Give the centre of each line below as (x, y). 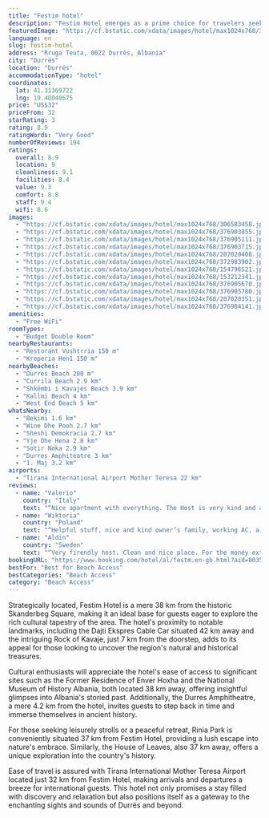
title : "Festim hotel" (46, 16)
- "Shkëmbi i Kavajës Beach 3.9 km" (76, 389)
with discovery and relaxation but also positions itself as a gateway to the (129, 797)
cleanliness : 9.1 (44, 172)
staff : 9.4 (34, 202)
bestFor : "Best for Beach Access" (66, 567)
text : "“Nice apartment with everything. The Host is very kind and (139, 508)
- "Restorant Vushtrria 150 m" (68, 351)
